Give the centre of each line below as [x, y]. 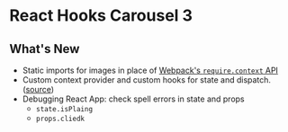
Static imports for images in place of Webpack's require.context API [150, 70]
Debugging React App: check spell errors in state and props [133, 99]
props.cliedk [60, 119]
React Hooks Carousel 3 [101, 16]
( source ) [38, 89]
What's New [45, 49]
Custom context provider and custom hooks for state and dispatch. [147, 80]
